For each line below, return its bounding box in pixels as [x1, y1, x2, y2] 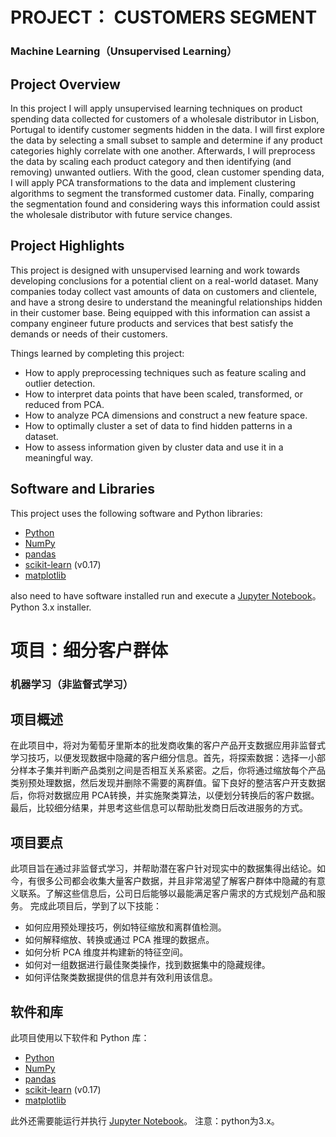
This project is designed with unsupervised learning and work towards [10, 264, 301, 276]
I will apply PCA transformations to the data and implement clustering [10, 176, 296, 188]
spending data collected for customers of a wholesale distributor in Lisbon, [10, 113, 320, 125]
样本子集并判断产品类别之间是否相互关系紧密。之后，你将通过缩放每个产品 [18, 764, 326, 777]
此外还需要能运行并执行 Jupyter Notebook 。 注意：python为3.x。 [10, 1115, 280, 1127]
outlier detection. [24, 377, 96, 389]
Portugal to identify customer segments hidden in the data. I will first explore [10, 123, 325, 135]
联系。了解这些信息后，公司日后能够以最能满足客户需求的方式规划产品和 [18, 888, 317, 900]
